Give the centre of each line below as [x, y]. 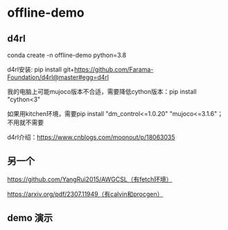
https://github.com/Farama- [114, 69]
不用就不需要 [25, 122]
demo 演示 [30, 218]
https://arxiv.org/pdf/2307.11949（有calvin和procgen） [85, 194]
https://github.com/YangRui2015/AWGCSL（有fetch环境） [90, 179]
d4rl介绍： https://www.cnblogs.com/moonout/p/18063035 [91, 137]
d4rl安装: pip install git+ [41, 69]
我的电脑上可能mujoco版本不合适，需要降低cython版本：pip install [102, 91]
